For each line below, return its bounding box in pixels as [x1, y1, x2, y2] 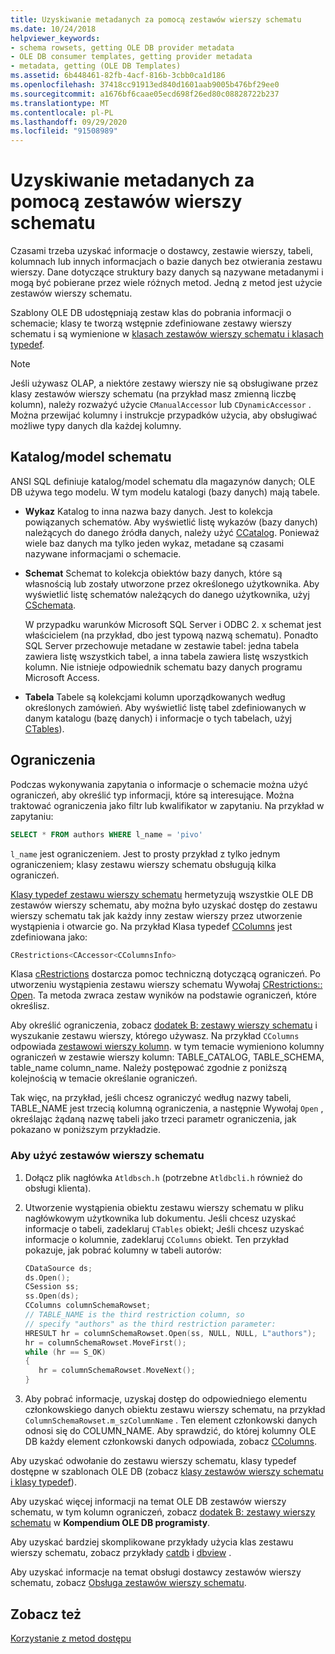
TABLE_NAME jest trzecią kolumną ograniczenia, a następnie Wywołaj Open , [10, 1102, 324, 1115]
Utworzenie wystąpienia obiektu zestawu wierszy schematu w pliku [24, 1201, 305, 1213]
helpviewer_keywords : [10, 33, 101, 43]
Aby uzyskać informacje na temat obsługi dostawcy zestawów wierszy [10, 1566, 302, 1578]
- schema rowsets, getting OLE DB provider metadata [10, 42, 235, 53]
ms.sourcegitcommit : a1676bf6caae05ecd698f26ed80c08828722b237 [10, 89, 280, 99]
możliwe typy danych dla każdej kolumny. [10, 420, 182, 432]
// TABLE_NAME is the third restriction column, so [24, 1310, 245, 1320]
